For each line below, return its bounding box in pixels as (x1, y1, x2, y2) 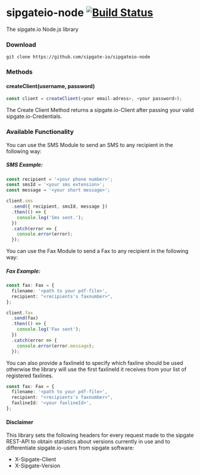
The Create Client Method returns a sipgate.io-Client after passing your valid (6, 107, 194, 114)
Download (6, 40, 37, 49)
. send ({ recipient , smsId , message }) (11, 204, 108, 210)
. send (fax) (11, 315, 39, 321)
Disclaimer (6, 418, 34, 426)
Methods (6, 68, 33, 76)
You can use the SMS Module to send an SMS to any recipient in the (6, 141, 174, 148)
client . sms (6, 198, 33, 204)
